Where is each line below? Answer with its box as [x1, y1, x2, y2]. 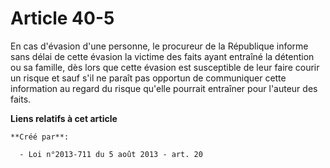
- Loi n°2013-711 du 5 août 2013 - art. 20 [19, 149, 203, 159]
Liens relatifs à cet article [10, 112, 118, 124]
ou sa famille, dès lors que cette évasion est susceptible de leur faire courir [10, 61, 320, 73]
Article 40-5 [10, 7, 115, 30]
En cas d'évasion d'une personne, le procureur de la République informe [10, 40, 309, 52]
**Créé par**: [10, 132, 70, 142]
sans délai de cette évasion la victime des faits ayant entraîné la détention [10, 50, 315, 62]
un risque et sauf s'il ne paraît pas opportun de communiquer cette [10, 72, 287, 84]
